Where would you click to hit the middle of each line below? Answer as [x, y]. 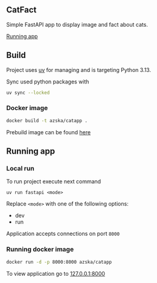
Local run [20, 168]
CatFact [21, 10]
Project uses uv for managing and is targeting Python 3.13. [79, 70]
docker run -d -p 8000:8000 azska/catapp [59, 262]
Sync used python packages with [48, 82]
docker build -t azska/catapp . [47, 120]
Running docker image [40, 249]
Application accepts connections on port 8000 [63, 234]
